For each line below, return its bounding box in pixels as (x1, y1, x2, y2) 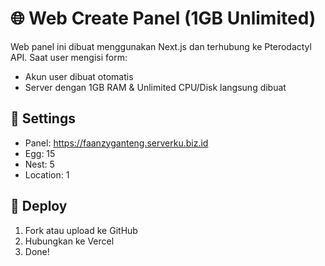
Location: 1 (24, 168, 70, 181)
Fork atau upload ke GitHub (24, 224, 138, 236)
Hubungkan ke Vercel (24, 235, 115, 247)
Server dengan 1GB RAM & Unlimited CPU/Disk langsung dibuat (24, 81, 287, 93)
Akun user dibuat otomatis (24, 70, 134, 82)
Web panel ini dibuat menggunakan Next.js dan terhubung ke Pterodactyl (10, 40, 312, 52)
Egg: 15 (24, 147, 56, 159)
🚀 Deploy (10, 198, 68, 215)
